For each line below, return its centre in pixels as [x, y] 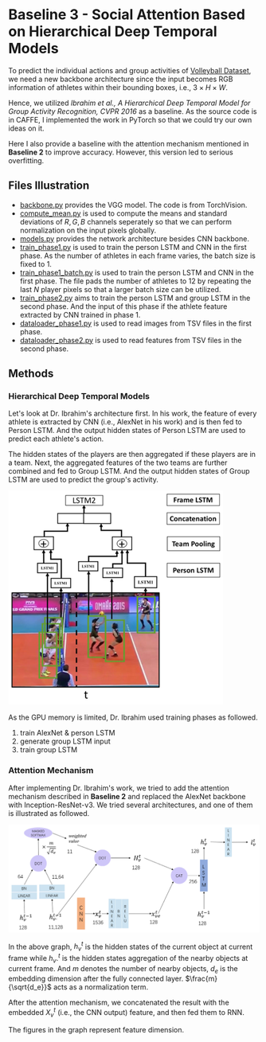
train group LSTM [49, 750]
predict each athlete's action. [56, 439]
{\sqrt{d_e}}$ [30, 987]
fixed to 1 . [35, 263]
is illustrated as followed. [49, 813]
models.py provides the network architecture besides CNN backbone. [134, 238]
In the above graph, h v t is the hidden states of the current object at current [131, 946]
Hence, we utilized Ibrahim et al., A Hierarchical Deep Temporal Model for [129, 103]
